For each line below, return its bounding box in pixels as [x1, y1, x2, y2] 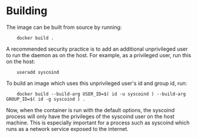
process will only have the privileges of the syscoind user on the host [6, 113, 175, 120]
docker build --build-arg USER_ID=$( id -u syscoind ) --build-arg [17, 91, 186, 97]
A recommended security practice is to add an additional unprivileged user [6, 45, 188, 52]
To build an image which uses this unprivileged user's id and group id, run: [6, 80, 188, 87]
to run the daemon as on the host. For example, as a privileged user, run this [6, 51, 192, 58]
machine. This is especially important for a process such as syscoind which [6, 119, 190, 126]
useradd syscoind [17, 69, 60, 75]
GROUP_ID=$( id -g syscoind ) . [6, 96, 86, 102]
